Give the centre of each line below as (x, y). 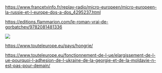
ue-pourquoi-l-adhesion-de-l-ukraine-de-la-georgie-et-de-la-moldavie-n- (81, 60)
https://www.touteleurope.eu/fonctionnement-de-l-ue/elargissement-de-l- (80, 55)
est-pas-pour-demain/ (28, 65)
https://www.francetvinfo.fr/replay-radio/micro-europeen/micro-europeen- (81, 7)
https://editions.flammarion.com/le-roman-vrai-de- (57, 22)
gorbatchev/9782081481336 (34, 27)
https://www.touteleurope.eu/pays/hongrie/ (49, 46)
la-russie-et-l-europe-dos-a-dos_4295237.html (53, 12)
